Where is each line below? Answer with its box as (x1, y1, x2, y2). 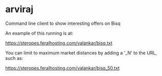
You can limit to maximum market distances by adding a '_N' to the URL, (5, 50, 157, 56)
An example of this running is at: (5, 30, 74, 36)
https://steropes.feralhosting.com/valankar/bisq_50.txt (5, 65, 120, 71)
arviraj (5, 4, 34, 15)
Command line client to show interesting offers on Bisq (5, 20, 121, 26)
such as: (5, 55, 24, 61)
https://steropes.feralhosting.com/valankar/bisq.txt (5, 40, 112, 46)
